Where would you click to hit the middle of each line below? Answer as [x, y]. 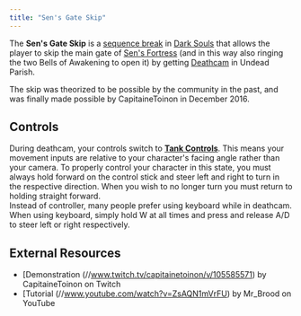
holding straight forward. [55, 196]
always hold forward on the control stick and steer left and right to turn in [145, 177]
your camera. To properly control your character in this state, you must [140, 168]
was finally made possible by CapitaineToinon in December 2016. [129, 99]
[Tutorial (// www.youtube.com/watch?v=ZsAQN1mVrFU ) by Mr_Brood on [157, 294]
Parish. [22, 72]
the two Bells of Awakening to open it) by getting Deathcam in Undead [139, 62]
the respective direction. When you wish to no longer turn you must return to [151, 187]
